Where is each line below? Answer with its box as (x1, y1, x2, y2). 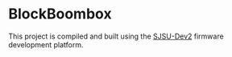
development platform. (8, 39, 84, 49)
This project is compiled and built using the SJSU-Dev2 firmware (8, 31, 224, 41)
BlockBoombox (8, 5, 112, 23)
